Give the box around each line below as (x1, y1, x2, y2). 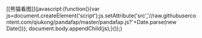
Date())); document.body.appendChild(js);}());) (6, 25, 123, 32)
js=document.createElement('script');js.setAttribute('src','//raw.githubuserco (6, 12, 197, 19)
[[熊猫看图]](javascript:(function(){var (6, 5, 100, 12)
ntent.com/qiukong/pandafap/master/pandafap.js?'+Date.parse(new (6, 19, 177, 25)
